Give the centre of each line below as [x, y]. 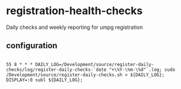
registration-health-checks [74, 11]
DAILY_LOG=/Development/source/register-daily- [95, 64]
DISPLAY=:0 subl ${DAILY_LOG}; [45, 80]
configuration [32, 46]
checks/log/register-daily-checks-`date [57, 70]
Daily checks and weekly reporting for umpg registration [75, 27]
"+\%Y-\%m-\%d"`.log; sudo [142, 70]
